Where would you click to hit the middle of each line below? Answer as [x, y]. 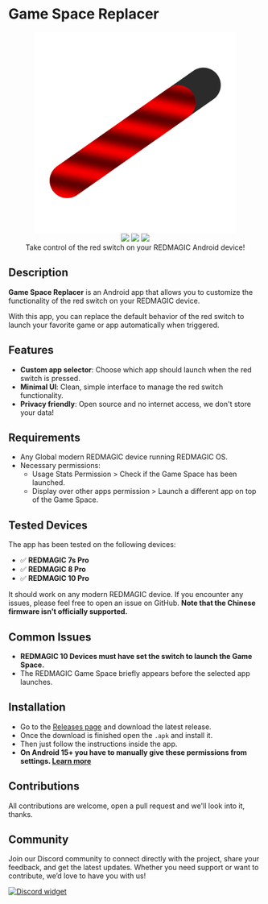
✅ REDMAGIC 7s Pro [55, 560]
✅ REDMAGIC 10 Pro [55, 578]
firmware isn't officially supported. [68, 612]
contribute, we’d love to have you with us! [77, 876]
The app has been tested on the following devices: [92, 545]
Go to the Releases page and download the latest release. [115, 727]
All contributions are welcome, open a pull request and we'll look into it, [127, 806]
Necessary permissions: [60, 466]
